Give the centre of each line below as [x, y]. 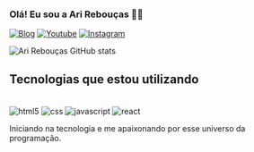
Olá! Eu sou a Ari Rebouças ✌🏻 [76, 14]
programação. [35, 138]
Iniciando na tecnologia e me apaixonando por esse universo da [127, 128]
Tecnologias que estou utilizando [104, 79]
